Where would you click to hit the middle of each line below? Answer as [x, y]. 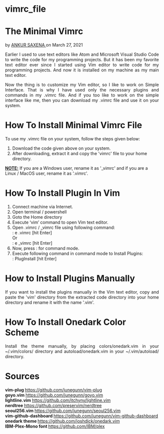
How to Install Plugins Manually [70, 279]
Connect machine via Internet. [42, 207]
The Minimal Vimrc [44, 32]
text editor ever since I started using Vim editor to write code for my [82, 65]
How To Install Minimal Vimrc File [74, 125]
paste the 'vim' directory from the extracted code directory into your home [82, 297]
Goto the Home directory [37, 217]
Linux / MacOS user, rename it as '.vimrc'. [47, 173]
